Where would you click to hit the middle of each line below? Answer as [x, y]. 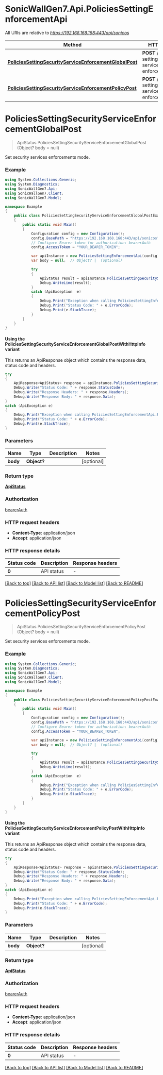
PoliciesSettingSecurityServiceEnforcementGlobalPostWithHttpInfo [75, 344]
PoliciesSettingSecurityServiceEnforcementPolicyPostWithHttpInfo [75, 828]
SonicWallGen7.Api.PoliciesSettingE [79, 9]
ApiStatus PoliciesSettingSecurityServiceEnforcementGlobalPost [81, 142]
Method [72, 45]
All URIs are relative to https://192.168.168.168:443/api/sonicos [67, 33]
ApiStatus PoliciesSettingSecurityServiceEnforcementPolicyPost [81, 627]
